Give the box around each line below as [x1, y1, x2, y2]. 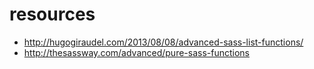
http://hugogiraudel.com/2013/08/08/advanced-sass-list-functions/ [23, 36, 304, 48]
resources [9, 3, 96, 26]
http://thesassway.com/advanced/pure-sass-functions [23, 46, 251, 58]
